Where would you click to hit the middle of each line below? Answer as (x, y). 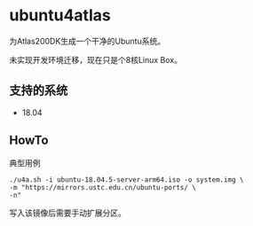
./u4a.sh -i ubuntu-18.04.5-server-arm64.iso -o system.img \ (126, 179)
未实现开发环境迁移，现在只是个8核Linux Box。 (95, 59)
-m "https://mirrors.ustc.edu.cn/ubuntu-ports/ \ (103, 187)
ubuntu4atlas (60, 16)
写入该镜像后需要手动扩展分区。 (67, 213)
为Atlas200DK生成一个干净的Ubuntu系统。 (87, 41)
